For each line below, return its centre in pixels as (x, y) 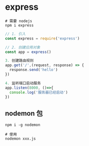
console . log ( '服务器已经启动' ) (39, 92)
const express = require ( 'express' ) (42, 38)
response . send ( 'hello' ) (33, 70)
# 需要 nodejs (19, 21)
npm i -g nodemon (23, 125)
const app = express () (28, 52)
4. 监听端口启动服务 (23, 83)
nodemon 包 (24, 113)
